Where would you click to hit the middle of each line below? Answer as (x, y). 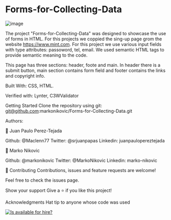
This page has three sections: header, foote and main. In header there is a (83, 65)
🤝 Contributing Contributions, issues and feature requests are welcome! (81, 170)
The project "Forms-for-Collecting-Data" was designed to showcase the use (86, 33)
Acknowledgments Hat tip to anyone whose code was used (68, 202)
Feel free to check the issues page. (42, 180)
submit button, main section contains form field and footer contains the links (86, 70)
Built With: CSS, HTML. (30, 86)
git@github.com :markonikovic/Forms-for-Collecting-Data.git (69, 111)
